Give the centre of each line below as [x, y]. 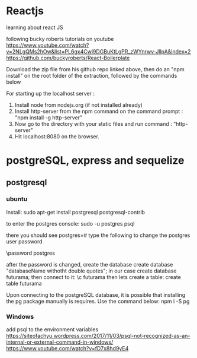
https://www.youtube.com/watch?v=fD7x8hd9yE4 [67, 349]
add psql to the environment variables [52, 330]
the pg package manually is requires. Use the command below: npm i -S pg [98, 301]
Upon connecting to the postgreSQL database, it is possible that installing [96, 294]
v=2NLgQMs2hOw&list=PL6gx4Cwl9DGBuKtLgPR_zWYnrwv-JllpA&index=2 [98, 51]
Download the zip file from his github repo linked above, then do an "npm [95, 69]
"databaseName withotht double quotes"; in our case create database [91, 271]
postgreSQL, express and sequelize [95, 161]
